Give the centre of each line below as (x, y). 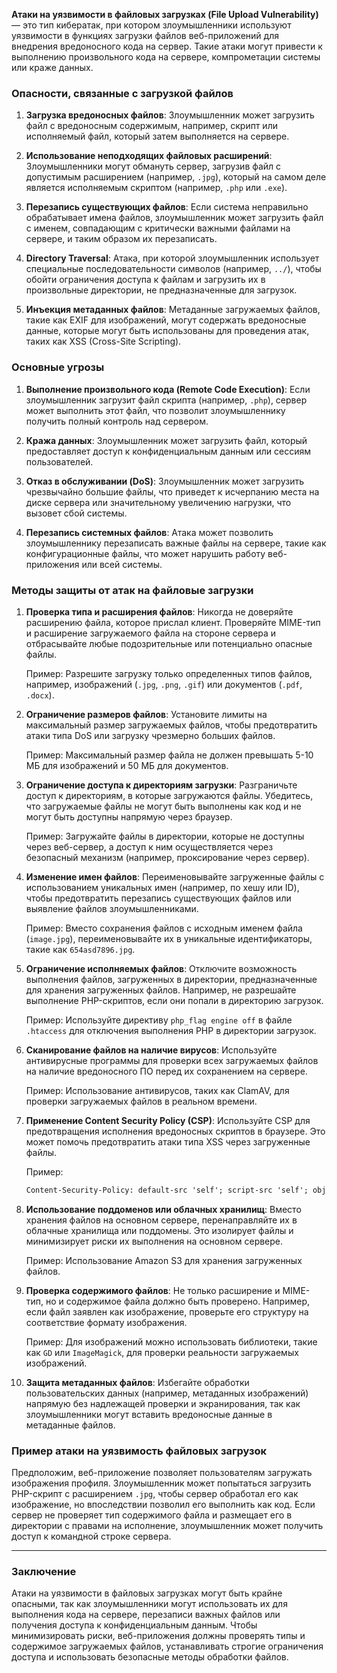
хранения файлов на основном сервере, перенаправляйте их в (161, 1220)
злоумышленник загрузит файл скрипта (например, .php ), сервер (166, 400)
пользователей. (59, 461)
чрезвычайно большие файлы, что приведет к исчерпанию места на (172, 491)
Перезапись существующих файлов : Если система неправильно (167, 207)
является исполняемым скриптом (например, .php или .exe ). (156, 188)
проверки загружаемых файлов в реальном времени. (141, 1101)
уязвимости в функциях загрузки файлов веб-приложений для (145, 35)
